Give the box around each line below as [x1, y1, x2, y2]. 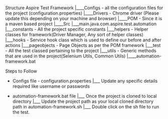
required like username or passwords [12, 83, 90, 89]
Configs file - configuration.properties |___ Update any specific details [12, 78, 158, 84]
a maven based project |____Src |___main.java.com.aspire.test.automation [5, 21, 157, 27]
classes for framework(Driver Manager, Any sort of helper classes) [5, 32, 144, 37]
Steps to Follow [5, 68, 37, 74]
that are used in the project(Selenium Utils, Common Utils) [5, 53, 126, 59]
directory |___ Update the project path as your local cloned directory [12, 98, 154, 104]
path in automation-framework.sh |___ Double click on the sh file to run [12, 104, 159, 109]
